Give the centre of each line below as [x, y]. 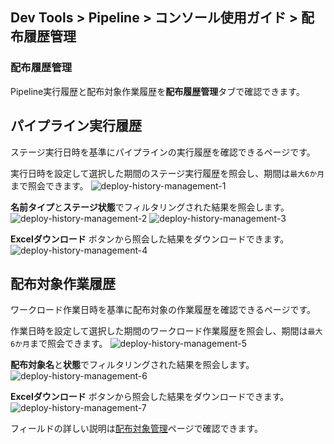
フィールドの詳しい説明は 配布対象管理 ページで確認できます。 [137, 429]
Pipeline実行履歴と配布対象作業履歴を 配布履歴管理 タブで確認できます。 [157, 91]
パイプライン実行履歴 [76, 126]
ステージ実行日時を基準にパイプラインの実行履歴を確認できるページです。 [163, 152]
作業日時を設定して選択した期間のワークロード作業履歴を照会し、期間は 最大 [166, 331]
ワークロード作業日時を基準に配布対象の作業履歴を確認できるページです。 [163, 310]
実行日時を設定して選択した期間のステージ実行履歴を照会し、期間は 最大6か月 [167, 173]
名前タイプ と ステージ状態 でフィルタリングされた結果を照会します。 [150, 207]
